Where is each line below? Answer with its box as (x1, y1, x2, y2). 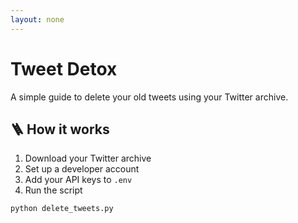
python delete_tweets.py (10, 204, 114, 214)
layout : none (10, 14, 65, 25)
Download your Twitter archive (24, 152, 152, 165)
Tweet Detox (10, 57, 118, 80)
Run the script (24, 184, 83, 196)
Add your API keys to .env (24, 174, 133, 186)
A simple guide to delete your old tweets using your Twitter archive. (10, 91, 289, 103)
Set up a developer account (24, 163, 140, 175)
